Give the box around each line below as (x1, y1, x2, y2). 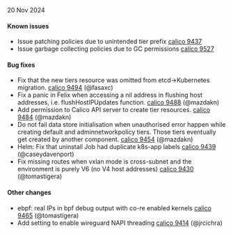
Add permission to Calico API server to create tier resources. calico (17, 106, 211, 114)
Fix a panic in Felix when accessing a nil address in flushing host (17, 91, 203, 100)
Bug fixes (7, 61, 35, 69)
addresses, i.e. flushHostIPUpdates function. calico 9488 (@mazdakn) (17, 98, 220, 107)
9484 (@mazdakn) (17, 113, 72, 121)
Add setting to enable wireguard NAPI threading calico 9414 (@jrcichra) (17, 219, 223, 227)
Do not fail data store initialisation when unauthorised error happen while (17, 120, 226, 129)
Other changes (7, 188, 51, 196)
